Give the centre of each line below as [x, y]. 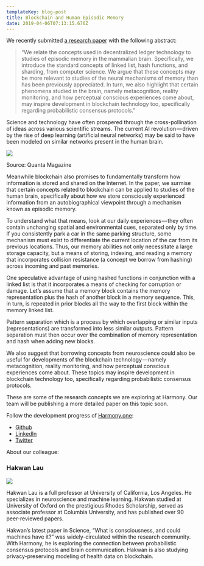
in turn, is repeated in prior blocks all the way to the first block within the [97, 304]
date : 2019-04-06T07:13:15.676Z [47, 23]
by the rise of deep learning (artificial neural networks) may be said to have [100, 135]
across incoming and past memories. [53, 266]
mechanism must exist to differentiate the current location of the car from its [102, 240]
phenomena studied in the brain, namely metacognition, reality [100, 91]
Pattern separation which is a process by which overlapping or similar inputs [102, 322]
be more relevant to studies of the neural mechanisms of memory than [110, 78]
